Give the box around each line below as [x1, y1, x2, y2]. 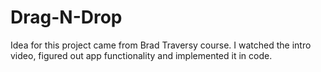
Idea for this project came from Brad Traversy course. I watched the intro [10, 39, 312, 51]
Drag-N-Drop [10, 6, 123, 29]
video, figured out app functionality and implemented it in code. [10, 49, 273, 61]
